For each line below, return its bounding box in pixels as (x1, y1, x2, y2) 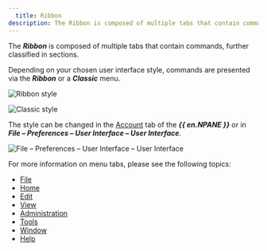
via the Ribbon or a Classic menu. (8, 73, 121, 83)
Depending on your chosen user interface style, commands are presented (8, 65, 250, 74)
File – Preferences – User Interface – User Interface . (8, 128, 182, 138)
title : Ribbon (15, 11, 62, 20)
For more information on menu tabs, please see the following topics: (8, 159, 232, 168)
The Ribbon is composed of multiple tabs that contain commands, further (8, 41, 250, 50)
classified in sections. (8, 49, 79, 59)
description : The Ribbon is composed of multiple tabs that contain (8, 19, 240, 27)
